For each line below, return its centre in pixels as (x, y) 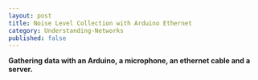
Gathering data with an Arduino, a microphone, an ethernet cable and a (129, 61)
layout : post (30, 16)
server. (21, 70)
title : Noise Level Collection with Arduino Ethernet (100, 23)
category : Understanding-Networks (66, 30)
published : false (37, 38)
